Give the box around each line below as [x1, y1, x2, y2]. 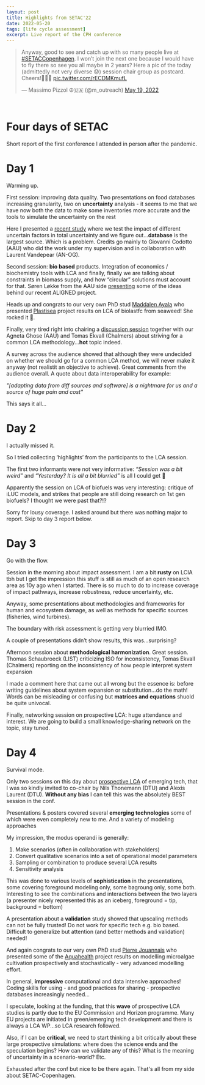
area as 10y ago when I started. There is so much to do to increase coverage [6, 582, 200, 589]
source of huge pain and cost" [6, 388, 84, 395]
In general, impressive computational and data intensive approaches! [6, 977, 181, 985]
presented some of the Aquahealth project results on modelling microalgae [6, 952, 195, 960]
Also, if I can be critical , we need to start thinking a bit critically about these [6, 1034, 197, 1041]
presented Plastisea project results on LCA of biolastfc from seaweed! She [6, 307, 193, 314]
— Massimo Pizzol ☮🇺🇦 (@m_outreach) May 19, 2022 [21, 86, 159, 94]
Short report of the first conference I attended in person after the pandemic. [6, 140, 197, 147]
